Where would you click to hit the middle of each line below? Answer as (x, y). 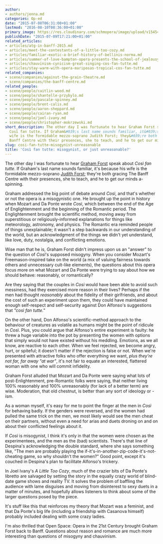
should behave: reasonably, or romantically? (49, 275)
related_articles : (24, 41)
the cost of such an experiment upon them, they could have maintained (76, 300)
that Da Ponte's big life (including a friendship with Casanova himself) (75, 511)
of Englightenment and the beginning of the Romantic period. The (71, 209)
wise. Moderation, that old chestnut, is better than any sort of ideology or (78, 391)
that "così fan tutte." (25, 310)
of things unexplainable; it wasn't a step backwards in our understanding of (81, 229)
